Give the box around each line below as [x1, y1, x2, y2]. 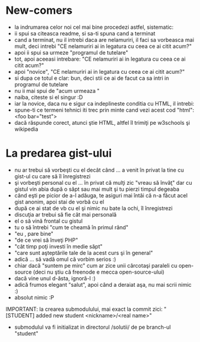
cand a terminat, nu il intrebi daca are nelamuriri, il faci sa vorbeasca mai [14, 36, 195, 43]
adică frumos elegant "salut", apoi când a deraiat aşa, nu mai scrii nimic [14, 281, 192, 288]
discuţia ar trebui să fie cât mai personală [14, 211, 117, 218]
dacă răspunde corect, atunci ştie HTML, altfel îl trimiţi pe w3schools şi [14, 119, 190, 126]
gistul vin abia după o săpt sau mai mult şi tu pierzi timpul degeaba [14, 185, 180, 193]
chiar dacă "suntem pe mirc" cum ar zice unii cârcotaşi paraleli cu [14, 262, 178, 269]
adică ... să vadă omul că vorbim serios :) [14, 256, 117, 263]
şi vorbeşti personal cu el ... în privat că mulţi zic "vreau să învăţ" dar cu [14, 179, 193, 186]
